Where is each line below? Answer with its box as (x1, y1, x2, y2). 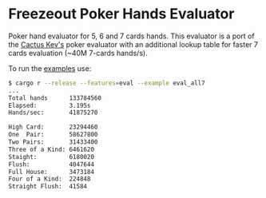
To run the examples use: (8, 63, 92, 73)
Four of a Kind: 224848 (8, 175, 91, 184)
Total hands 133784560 (8, 93, 102, 102)
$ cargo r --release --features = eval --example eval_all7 (8, 79, 205, 87)
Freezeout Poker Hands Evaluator (8, 5, 235, 23)
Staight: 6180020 (8, 152, 94, 160)
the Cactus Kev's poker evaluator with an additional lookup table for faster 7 (8, 39, 258, 49)
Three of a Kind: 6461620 (8, 145, 94, 153)
